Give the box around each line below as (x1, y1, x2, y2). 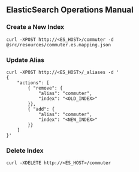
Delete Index (6, 146, 44, 155)
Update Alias (6, 55, 45, 64)
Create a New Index (6, 23, 65, 31)
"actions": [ (17, 79, 50, 86)
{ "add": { (28, 106, 55, 112)
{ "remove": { (28, 85, 63, 91)
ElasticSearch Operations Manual (6, 5, 134, 15)
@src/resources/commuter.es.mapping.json (6, 41, 111, 48)
